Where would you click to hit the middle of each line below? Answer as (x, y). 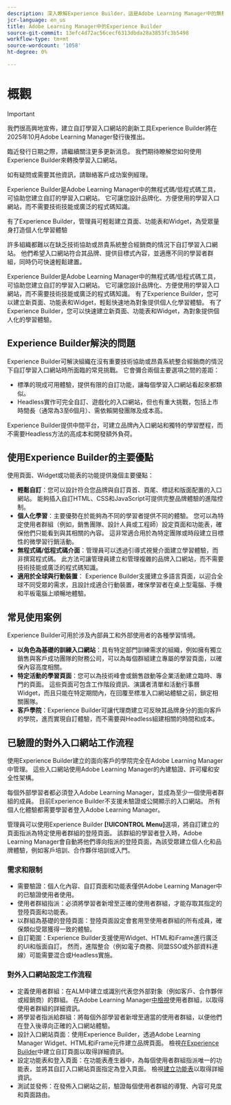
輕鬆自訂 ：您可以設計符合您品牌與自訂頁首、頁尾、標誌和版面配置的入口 (119, 490)
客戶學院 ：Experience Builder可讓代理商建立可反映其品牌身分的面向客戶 (119, 710)
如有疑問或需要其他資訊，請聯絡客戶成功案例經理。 (79, 175)
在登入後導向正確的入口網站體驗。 (65, 1026)
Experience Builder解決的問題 (71, 343)
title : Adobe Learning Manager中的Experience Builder (85, 26)
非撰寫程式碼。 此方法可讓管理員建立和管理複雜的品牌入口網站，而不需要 (120, 559)
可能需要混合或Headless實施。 (73, 955)
